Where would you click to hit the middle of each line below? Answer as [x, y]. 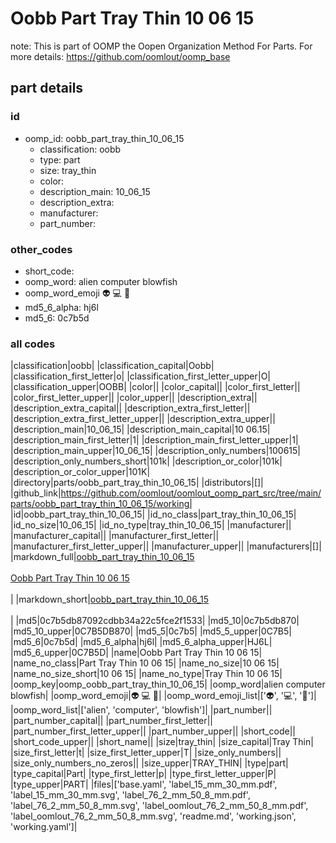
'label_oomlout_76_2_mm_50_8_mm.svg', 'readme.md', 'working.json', [153, 816]
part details [47, 88]
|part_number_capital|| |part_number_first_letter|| [112, 721]
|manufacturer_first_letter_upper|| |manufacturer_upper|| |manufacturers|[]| [166, 546]
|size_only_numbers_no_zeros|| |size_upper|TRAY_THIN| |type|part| [149, 763]
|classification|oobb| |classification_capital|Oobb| [112, 366]
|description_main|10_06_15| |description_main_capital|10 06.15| [140, 429]
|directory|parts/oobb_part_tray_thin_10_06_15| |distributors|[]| [137, 483]
